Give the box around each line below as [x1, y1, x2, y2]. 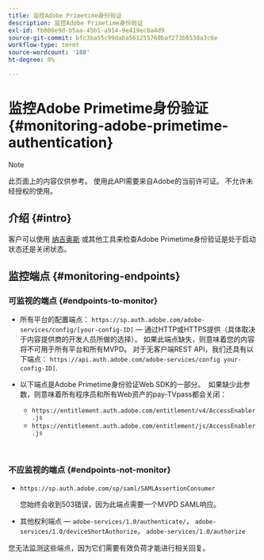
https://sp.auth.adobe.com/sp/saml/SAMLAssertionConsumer [19, 485, 216, 493]
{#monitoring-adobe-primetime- [8, 117, 229, 135]
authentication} [8, 134, 113, 152]
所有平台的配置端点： [19, 315, 90, 324]
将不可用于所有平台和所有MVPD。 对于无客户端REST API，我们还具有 [19, 344, 247, 354]
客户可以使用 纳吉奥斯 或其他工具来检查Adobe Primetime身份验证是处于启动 [8, 234, 256, 244]
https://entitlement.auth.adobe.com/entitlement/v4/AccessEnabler [31, 407, 256, 415]
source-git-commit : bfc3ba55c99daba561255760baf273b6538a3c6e [8, 33, 218, 42]
